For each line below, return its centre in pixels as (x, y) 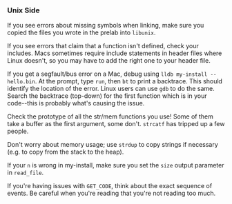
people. (18, 131)
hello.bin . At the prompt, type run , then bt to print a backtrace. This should (115, 81)
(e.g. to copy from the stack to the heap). (66, 152)
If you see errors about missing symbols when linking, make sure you (106, 25)
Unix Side (23, 10)
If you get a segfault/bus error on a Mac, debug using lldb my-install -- (112, 74)
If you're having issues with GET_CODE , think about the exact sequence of (110, 186)
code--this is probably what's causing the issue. (76, 103)
